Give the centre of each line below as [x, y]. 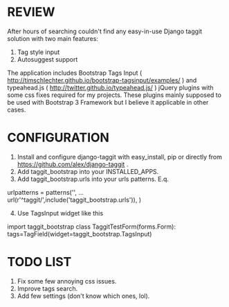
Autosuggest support [47, 59]
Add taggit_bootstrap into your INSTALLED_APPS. [88, 171]
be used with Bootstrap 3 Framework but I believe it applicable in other [108, 102]
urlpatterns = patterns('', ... [46, 192]
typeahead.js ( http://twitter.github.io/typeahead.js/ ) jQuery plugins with [110, 87]
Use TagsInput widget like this [60, 213]
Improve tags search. [47, 288]
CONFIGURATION [58, 138]
